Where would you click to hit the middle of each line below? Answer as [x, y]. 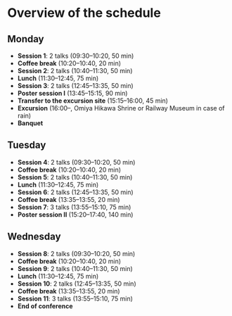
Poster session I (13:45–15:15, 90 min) [72, 93]
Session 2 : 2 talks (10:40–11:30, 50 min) [75, 71]
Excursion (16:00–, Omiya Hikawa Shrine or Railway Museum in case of [121, 108]
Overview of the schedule [84, 13]
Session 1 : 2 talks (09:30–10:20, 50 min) [76, 56]
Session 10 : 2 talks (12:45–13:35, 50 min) [77, 284]
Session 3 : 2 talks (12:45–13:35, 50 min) [75, 86]
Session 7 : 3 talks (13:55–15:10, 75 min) [74, 207]
